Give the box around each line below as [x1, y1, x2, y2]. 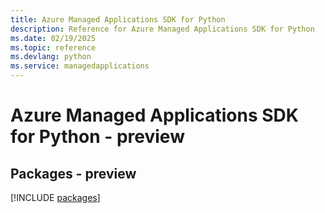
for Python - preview [10, 126, 185, 148]
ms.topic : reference [10, 42, 97, 53]
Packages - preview [10, 165, 137, 182]
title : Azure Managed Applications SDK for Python [10, 14, 226, 25]
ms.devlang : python [10, 52, 92, 62]
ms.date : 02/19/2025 [10, 33, 97, 43]
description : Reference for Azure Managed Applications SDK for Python [10, 24, 315, 34]
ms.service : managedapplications [10, 61, 150, 71]
